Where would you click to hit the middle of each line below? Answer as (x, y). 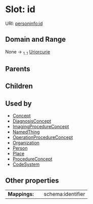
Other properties (32, 180)
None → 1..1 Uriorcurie (28, 52)
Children (19, 86)
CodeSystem (26, 164)
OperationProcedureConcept (43, 137)
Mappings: (21, 194)
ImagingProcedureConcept (41, 127)
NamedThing (26, 132)
